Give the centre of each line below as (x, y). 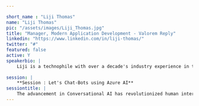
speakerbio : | (24, 61)
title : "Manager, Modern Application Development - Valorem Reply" (91, 33)
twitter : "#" (22, 44)
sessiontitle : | (26, 89)
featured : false (26, 50)
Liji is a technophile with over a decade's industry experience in (103, 66)
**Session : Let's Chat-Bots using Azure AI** (75, 83)
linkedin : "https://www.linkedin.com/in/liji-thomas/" (75, 39)
